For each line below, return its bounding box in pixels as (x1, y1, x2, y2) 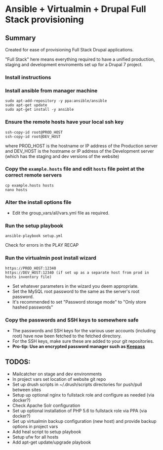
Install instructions (5, 74, 51, 81)
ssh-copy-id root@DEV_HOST (5, 134, 61, 139)
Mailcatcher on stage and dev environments (12, 371, 102, 377)
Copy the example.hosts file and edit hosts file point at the (5, 166, 145, 173)
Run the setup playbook (5, 223, 63, 229)
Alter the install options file (5, 199, 72, 206)
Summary (5, 34, 36, 42)
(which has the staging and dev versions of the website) (5, 153, 120, 159)
